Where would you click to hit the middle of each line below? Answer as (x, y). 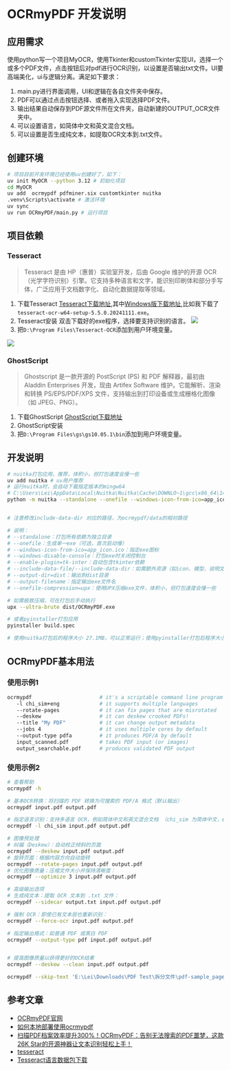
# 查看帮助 (21, 782)
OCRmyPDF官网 (40, 1018)
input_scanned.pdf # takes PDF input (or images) (102, 742)
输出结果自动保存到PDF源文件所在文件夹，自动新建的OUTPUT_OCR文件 (118, 108)
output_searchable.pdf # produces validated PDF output (106, 748)
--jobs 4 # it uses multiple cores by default (112, 729)
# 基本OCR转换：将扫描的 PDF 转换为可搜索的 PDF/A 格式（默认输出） (95, 801)
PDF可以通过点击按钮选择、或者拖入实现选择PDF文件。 (95, 100)
